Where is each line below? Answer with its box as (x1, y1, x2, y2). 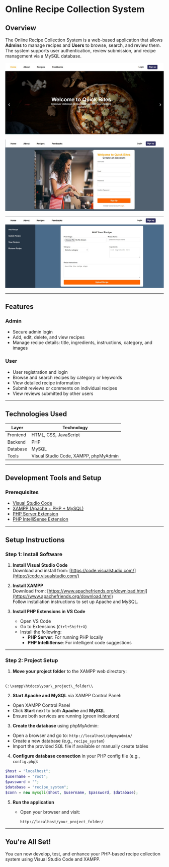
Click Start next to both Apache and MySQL (12, 708, 105, 714)
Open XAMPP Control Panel (12, 702, 70, 708)
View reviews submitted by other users (12, 390, 94, 396)
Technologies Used (5, 410, 67, 419)
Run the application (12, 799, 54, 805)
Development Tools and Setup (5, 474, 102, 482)
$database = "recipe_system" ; (5, 784, 69, 789)
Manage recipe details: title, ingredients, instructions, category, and (12, 340, 152, 346)
